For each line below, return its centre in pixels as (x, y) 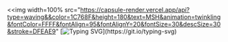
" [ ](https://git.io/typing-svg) (116, 31)
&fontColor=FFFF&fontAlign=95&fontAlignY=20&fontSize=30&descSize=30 (114, 24)
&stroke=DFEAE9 (32, 31)
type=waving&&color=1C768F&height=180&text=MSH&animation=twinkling (114, 17)
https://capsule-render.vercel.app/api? (135, 10)
